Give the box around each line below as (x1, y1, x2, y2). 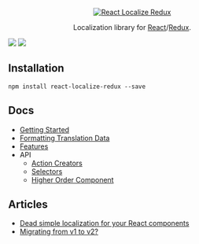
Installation (8, 61, 64, 75)
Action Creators (31, 158, 83, 168)
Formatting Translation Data (19, 133, 110, 142)
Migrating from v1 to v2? (19, 227, 98, 236)
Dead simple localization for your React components (19, 219, 190, 228)
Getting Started (19, 124, 69, 134)
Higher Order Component (31, 175, 114, 184)
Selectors (31, 166, 63, 176)
